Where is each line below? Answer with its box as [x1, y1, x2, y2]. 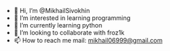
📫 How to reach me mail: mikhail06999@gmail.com [13, 37, 163, 44]
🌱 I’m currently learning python [13, 21, 103, 29]
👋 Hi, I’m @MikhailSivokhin [13, 7, 90, 14]
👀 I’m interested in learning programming [13, 14, 130, 22]
